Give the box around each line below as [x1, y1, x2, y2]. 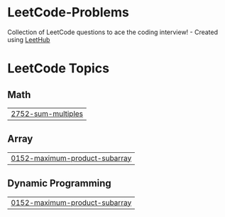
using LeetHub [7, 35, 50, 43]
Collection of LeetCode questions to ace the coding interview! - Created [7, 28, 219, 36]
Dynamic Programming [7, 177, 111, 189]
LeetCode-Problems [7, 4, 129, 21]
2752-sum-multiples [11, 108, 84, 118]
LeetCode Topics [7, 60, 110, 77]
